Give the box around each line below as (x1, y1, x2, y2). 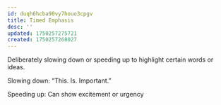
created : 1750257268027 (7, 36, 78, 43)
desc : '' (7, 23, 33, 30)
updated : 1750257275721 (7, 29, 78, 37)
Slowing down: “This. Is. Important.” (7, 76, 112, 85)
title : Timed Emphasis (7, 17, 74, 24)
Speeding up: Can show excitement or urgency (7, 90, 144, 99)
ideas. (7, 63, 25, 71)
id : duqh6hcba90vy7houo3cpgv (7, 10, 93, 17)
